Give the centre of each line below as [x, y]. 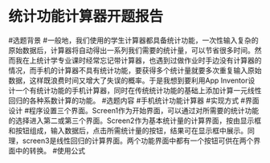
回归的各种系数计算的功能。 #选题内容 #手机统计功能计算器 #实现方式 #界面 [134, 100]
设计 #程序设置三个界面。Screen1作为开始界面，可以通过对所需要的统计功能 [134, 110]
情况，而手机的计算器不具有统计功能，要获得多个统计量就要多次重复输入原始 [135, 70]
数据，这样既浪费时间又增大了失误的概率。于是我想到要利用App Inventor [128, 80]
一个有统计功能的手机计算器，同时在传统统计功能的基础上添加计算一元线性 [138, 90]
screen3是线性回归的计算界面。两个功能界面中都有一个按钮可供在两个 [138, 141]
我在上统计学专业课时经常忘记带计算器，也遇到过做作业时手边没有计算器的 [138, 60]
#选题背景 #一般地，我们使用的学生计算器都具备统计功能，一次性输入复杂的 [133, 40]
